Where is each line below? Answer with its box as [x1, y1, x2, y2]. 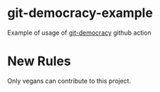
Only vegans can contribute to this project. [7, 76, 132, 85]
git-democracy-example [7, 5, 153, 21]
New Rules [7, 53, 71, 69]
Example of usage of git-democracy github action [7, 28, 152, 37]
